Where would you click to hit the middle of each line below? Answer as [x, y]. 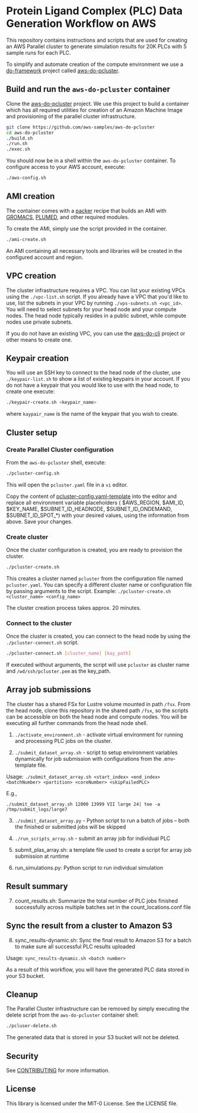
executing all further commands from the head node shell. [77, 723]
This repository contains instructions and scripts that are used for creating [97, 40]
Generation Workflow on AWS [81, 23]
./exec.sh [18, 149]
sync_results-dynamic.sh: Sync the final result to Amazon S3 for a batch [103, 940]
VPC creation [31, 276]
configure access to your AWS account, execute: [66, 167]
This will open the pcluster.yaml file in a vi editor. [67, 485]
